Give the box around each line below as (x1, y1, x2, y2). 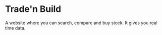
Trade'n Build (5, 3, 61, 15)
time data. (5, 25, 26, 31)
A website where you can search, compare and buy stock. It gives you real (5, 20, 158, 26)
